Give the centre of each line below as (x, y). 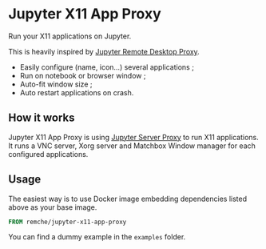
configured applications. (48, 154)
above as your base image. (53, 207)
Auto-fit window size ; (56, 84)
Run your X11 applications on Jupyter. (70, 36)
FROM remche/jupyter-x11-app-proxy (67, 222)
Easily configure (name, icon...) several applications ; (107, 67)
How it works (42, 118)
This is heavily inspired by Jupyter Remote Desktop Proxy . (104, 51)
